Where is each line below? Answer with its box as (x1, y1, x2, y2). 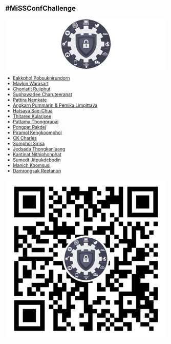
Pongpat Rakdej (12, 124, 47, 130)
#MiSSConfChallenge (5, 4, 76, 13)
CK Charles (12, 135, 37, 141)
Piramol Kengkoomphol (12, 129, 62, 136)
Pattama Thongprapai (12, 118, 59, 125)
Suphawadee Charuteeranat (12, 91, 73, 97)
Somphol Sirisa (12, 140, 45, 146)
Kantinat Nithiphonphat (12, 151, 61, 157)
